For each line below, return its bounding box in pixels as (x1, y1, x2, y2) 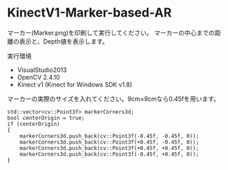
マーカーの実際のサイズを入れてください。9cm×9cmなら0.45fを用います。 (7, 95, 220, 103)
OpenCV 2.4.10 (17, 73, 60, 81)
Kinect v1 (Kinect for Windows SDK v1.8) (17, 80, 133, 88)
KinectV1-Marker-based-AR (7, 5, 172, 21)
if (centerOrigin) (7, 120, 60, 127)
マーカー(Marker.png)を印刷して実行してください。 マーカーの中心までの (7, 28, 216, 37)
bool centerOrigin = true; (7, 114, 85, 122)
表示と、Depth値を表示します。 (19, 37, 108, 46)
